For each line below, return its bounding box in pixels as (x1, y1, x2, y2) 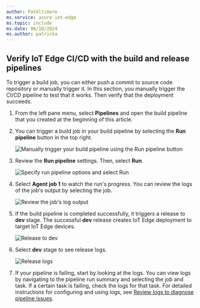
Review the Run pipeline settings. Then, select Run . (14, 157, 144, 164)
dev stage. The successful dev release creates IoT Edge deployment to (14, 216, 192, 223)
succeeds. (6, 97, 32, 105)
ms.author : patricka (6, 31, 58, 37)
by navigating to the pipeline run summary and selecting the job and (14, 276, 184, 283)
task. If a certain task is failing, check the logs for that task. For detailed (14, 282, 192, 289)
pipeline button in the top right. (14, 133, 92, 141)
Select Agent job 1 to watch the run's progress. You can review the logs (14, 180, 193, 187)
